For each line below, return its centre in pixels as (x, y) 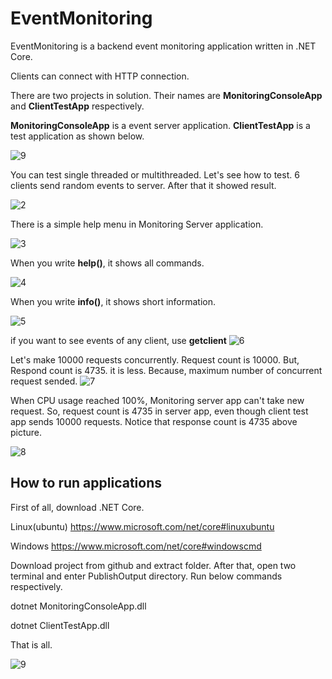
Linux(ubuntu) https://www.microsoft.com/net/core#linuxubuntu (142, 526)
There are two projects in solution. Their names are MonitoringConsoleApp (166, 95)
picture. (26, 432)
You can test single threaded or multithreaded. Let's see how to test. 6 (155, 174)
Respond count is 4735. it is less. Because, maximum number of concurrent (166, 370)
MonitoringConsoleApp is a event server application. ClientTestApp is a (160, 125)
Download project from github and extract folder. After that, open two (153, 565)
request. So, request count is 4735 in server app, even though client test (159, 411)
